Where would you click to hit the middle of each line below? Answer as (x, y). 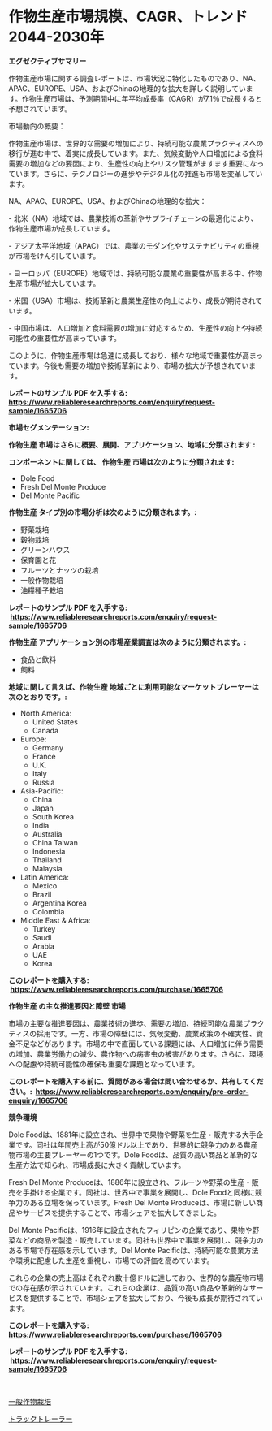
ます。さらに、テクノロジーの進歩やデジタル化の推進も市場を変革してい (142, 173)
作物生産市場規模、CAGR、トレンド (128, 17)
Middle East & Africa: (55, 920)
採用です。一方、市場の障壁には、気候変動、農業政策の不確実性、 (146, 1033)
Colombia (48, 911)
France (44, 756)
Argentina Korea (59, 903)
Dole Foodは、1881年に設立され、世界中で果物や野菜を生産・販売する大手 (132, 1135)
